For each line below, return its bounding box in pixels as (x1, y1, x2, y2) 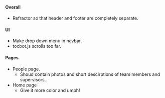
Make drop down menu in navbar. (12, 38, 82, 44)
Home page (12, 82, 37, 88)
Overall (5, 4, 21, 10)
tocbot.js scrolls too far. (12, 43, 62, 49)
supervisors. (20, 76, 46, 82)
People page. (12, 66, 40, 72)
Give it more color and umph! (20, 87, 80, 93)
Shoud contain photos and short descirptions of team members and (20, 71, 160, 77)
